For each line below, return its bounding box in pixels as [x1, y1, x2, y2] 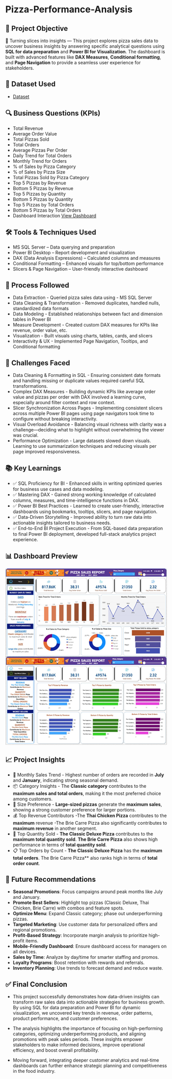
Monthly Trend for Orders [12, 158, 67, 164]
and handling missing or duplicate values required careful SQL [12, 377, 145, 384]
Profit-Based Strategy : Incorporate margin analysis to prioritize [12, 932, 148, 938]
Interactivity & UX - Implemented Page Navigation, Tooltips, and [12, 338, 148, 345]
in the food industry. [12, 1068, 55, 1074]
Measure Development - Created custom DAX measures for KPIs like [12, 322, 158, 328]
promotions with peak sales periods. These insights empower [12, 1036, 143, 1043]
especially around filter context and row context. [12, 400, 116, 406]
